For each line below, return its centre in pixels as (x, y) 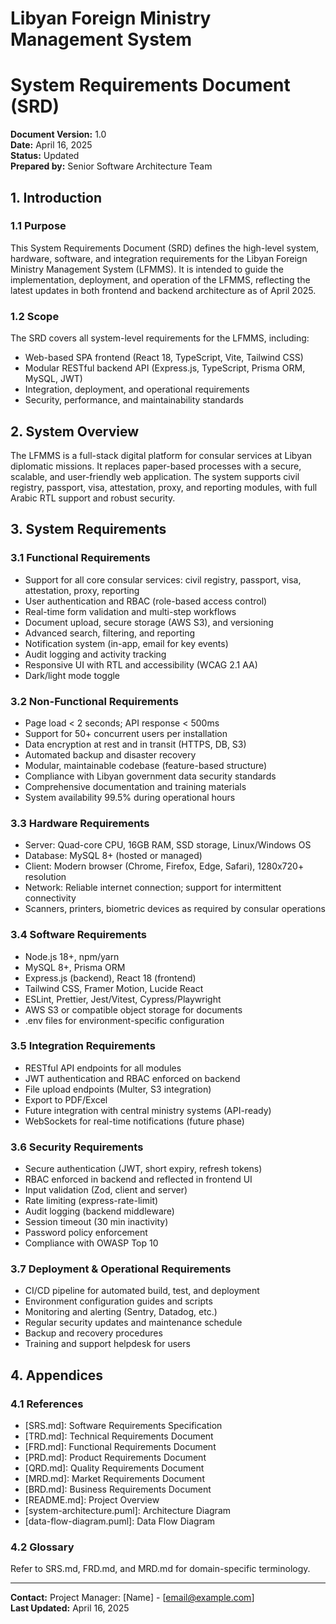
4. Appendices (57, 1375)
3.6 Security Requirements (77, 1147)
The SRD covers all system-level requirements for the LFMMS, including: (160, 338)
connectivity (50, 898)
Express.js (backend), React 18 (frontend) (110, 978)
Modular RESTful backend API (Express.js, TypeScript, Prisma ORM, (165, 368)
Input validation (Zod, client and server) (106, 1190)
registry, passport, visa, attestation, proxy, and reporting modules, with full (164, 487)
